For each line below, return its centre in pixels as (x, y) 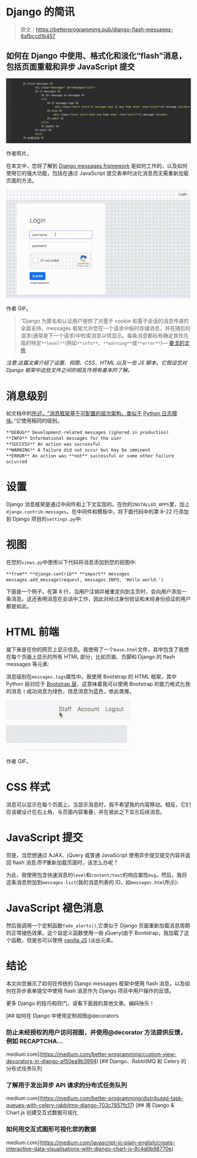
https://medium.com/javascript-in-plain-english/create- (108, 1142)
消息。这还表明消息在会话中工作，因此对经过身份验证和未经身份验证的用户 (101, 599)
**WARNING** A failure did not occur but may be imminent (78, 450)
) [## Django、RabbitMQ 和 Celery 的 (141, 1061)
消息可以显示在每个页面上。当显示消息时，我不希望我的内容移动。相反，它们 (98, 805)
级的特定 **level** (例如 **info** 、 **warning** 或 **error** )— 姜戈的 (102, 343)
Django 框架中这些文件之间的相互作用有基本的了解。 (69, 370)
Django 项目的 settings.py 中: (47, 519)
